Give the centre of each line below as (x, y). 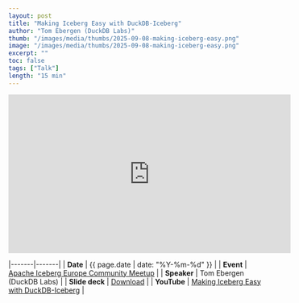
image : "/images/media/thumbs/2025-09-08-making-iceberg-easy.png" (124, 46)
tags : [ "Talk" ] (34, 68)
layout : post (30, 16)
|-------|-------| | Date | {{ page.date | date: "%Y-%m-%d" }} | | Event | (128, 264)
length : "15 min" (37, 76)
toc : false (27, 61)
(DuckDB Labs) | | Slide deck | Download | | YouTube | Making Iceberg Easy (135, 281)
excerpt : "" (28, 53)
